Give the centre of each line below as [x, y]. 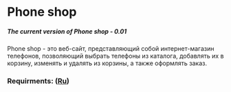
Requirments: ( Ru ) [38, 81]
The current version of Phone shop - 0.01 [67, 31]
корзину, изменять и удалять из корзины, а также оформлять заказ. [107, 63]
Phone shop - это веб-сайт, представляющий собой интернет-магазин [111, 49]
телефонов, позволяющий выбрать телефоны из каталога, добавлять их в [115, 56]
